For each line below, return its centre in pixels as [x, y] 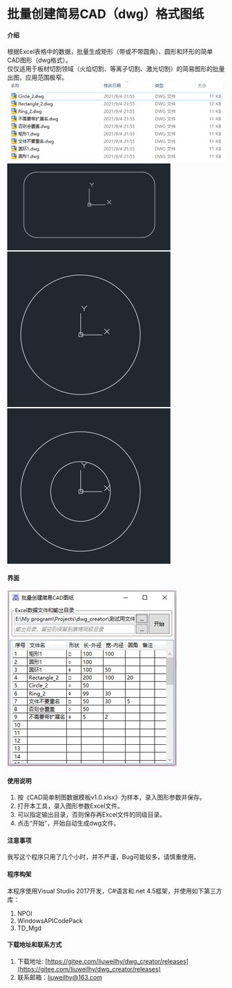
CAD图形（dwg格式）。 [40, 60]
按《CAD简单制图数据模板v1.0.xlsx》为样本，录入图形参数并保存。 [111, 797]
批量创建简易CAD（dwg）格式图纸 [106, 14]
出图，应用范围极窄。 [37, 77]
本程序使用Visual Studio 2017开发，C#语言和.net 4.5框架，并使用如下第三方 [115, 891]
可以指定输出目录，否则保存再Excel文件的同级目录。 [91, 815]
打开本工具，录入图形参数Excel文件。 [70, 806]
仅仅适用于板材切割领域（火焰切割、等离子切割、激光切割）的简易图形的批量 [116, 69]
